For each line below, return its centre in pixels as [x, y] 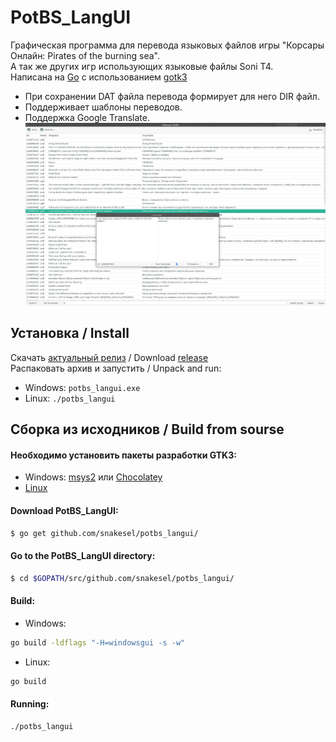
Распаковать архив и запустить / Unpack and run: [116, 368]
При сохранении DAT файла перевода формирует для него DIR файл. [172, 96]
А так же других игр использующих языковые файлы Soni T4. [142, 66]
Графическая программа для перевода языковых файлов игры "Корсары [167, 45]
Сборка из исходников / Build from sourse [147, 429]
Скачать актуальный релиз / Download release [109, 357]
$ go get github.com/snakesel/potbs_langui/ [104, 533]
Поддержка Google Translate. [87, 117]
